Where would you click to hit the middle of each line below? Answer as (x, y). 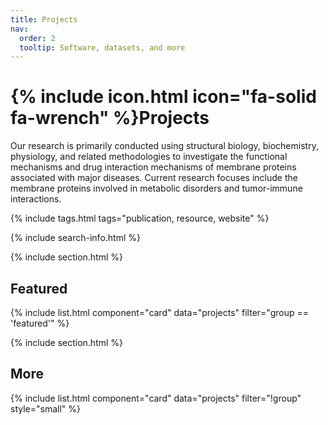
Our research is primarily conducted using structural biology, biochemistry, (164, 146)
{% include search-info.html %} (75, 238)
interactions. (36, 199)
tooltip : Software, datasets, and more (102, 47)
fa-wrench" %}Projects (110, 118)
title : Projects (44, 19)
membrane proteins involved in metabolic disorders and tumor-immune (156, 188)
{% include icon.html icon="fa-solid (163, 97)
